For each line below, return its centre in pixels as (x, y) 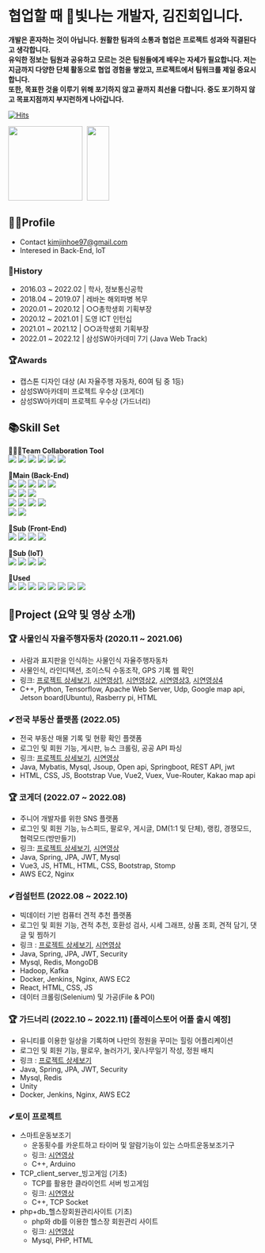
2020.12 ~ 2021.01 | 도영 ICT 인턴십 (76, 319)
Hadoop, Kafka (44, 970)
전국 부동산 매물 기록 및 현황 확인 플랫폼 (81, 738)
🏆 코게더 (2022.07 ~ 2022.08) (67, 798)
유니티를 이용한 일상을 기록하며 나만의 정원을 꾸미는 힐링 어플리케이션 (126, 1040)
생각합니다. (34, 49)
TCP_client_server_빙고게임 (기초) (74, 1174)
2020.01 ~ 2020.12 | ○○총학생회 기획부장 (86, 309)
